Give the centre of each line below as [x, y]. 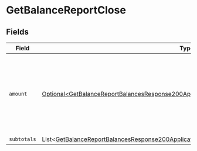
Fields [18, 32]
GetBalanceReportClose [66, 10]
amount [18, 94]
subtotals [23, 139]
